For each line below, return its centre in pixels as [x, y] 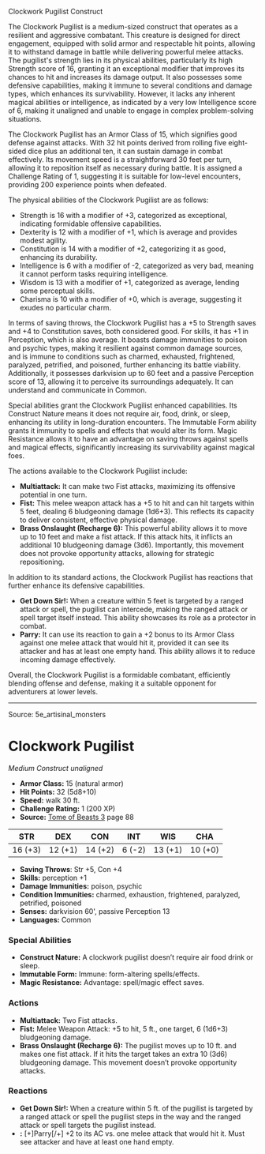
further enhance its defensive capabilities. [77, 585]
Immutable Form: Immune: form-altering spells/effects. [110, 974]
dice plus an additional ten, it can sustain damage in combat [125, 151]
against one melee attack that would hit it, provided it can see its [124, 643]
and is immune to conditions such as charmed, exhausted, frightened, [121, 356]
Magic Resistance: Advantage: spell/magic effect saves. [112, 983]
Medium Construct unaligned [56, 768]
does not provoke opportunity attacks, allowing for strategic [117, 553]
